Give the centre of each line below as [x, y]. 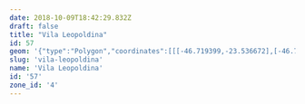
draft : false [34, 26]
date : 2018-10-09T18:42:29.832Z [70, 18]
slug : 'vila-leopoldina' [56, 60]
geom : [20, 52]
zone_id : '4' [34, 85]
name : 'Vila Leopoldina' [56, 69]
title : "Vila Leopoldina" [58, 34]
